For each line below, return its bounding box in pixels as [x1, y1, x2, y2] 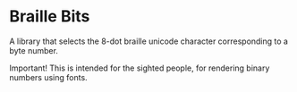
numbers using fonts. [9, 71, 88, 82]
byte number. [9, 45, 58, 55]
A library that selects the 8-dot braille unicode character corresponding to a [9, 36, 289, 46]
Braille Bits [9, 6, 90, 27]
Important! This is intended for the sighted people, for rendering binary [9, 63, 270, 73]
